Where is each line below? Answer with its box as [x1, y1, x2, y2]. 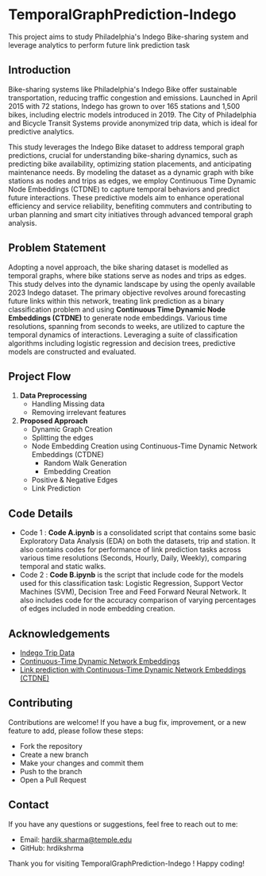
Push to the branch [19, 766, 83, 776]
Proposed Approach [19, 416, 88, 426]
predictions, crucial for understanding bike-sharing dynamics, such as [8, 150, 238, 160]
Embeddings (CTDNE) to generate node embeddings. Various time [8, 312, 228, 323]
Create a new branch [19, 750, 89, 759]
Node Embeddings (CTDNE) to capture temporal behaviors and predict [8, 184, 240, 194]
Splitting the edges [31, 433, 94, 443]
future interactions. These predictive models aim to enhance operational [8, 192, 245, 202]
